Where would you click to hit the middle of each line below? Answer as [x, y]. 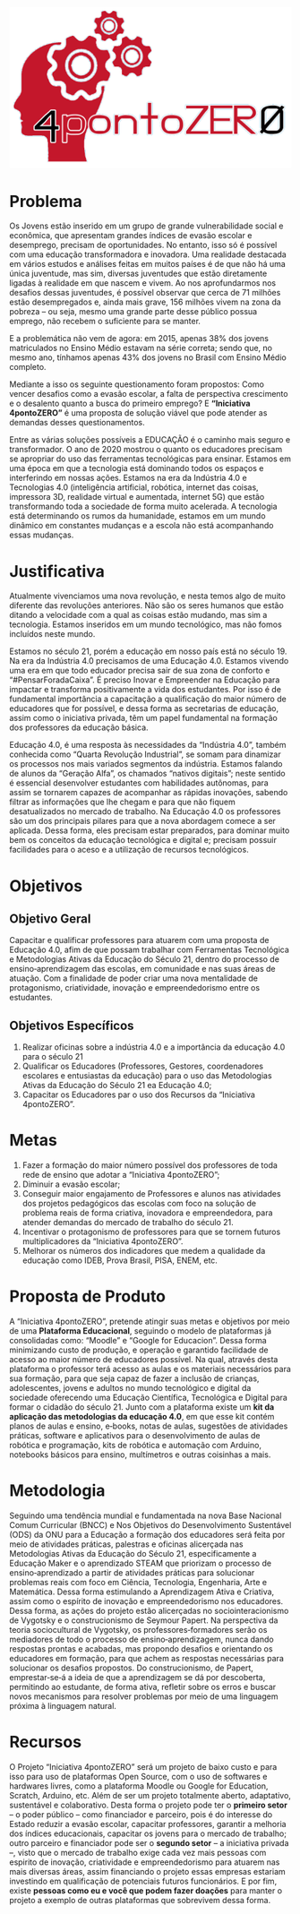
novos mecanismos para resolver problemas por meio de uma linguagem [144, 1696]
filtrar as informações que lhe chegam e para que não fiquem [122, 802]
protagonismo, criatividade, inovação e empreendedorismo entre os [135, 988]
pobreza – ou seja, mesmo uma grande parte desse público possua [133, 312]
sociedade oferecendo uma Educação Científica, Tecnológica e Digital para [149, 1397]
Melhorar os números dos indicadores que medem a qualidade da [144, 1251]
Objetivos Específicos [72, 1025]
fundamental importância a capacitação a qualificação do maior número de [148, 699]
